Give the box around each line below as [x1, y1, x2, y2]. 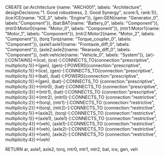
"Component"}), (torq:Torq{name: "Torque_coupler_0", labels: [5, 36, 132, 42]
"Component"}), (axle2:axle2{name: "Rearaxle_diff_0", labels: [5, 47, 131, 52]
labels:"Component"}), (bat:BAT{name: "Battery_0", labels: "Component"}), [5, 20, 159, 26]
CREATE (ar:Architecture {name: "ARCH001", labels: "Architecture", [5, 4, 143, 10]
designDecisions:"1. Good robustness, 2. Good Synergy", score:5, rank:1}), [5, 9, 158, 15]
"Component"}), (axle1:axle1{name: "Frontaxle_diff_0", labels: [5, 41, 130, 47]
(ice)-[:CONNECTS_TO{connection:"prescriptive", [48, 57, 150, 63]
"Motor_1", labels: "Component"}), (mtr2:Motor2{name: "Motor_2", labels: [5, 31, 156, 36]
